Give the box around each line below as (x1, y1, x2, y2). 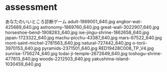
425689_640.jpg (5, 24, 39, 30)
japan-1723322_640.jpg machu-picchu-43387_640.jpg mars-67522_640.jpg (5, 34, 162, 41)
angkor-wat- (116, 18, 142, 24)
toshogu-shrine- (128, 50, 162, 56)
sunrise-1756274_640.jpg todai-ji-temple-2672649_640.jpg (5, 50, 128, 56)
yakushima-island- (91, 56, 130, 62)
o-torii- (132, 40, 147, 46)
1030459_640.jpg (5, 61, 41, 67)
